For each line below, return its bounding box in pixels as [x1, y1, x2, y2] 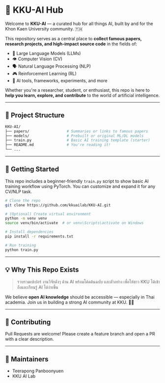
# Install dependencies [5, 230, 54, 234]
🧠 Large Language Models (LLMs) [12, 50, 81, 56]
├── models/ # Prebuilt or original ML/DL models [5, 133, 144, 138]
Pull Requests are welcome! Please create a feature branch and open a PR [5, 331, 155, 337]
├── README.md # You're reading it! [5, 142, 111, 148]
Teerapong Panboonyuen [12, 368, 64, 374]
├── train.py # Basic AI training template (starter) [5, 138, 151, 143]
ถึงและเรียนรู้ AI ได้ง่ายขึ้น [17, 284, 58, 290]
